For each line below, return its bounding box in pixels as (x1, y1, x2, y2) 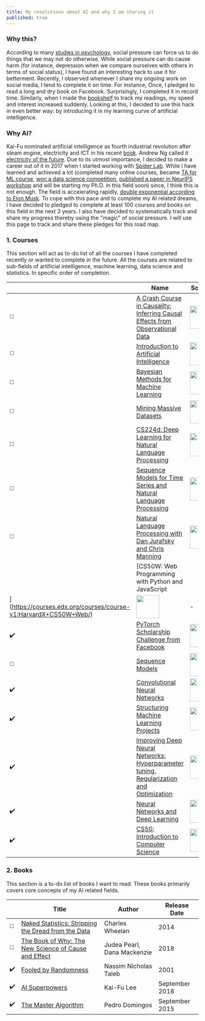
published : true (6, 15, 48, 21)
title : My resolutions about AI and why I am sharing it (6, 9, 154, 15)
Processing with (136, 529, 182, 538)
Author (118, 905, 139, 913)
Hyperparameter (136, 759, 184, 767)
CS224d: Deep (136, 425, 179, 434)
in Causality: (136, 302, 172, 310)
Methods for (136, 375, 172, 384)
